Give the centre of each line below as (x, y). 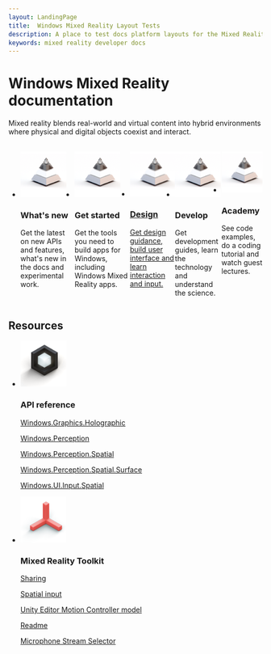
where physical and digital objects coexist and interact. (100, 132)
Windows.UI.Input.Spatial (62, 485)
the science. (195, 293)
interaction (148, 275)
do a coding (241, 246)
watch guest (242, 263)
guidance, (146, 241)
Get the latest (42, 233)
